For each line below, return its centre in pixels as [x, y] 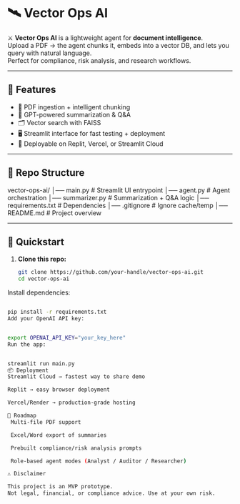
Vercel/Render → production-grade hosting [71, 403]
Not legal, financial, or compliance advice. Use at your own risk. [111, 493]
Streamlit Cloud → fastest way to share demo [76, 377]
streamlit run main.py [41, 364]
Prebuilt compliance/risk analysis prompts [76, 448]
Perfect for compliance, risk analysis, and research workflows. [99, 60]
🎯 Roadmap [22, 415]
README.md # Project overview [55, 213]
